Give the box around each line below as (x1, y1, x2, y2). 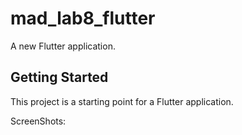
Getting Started (10, 69, 109, 86)
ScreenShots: (10, 115, 67, 127)
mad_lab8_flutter (10, 7, 156, 30)
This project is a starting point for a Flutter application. (10, 95, 234, 107)
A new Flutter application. (10, 40, 116, 52)
